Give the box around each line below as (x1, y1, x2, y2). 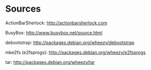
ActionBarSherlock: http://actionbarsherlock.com (5, 20, 108, 26)
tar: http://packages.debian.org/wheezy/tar (5, 59, 95, 65)
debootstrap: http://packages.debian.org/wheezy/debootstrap (5, 39, 135, 46)
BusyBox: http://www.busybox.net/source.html (5, 29, 103, 36)
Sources (5, 3, 41, 15)
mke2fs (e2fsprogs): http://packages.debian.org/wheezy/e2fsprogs (5, 49, 146, 55)
